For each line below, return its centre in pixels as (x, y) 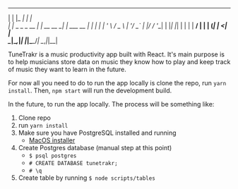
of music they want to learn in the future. (67, 69)
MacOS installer (52, 140)
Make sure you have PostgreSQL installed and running (97, 133)
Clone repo (35, 118)
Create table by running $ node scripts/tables (87, 178)
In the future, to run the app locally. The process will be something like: (111, 104)
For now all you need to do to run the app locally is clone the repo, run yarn (117, 83)
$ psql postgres (53, 156)
